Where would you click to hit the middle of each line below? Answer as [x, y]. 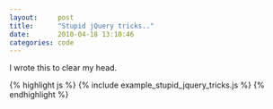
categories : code [42, 42]
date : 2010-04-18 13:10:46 [72, 34]
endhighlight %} [39, 95]
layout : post [42, 17]
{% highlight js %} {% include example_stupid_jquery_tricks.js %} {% [137, 85]
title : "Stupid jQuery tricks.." [82, 26]
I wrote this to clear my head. [63, 68]
